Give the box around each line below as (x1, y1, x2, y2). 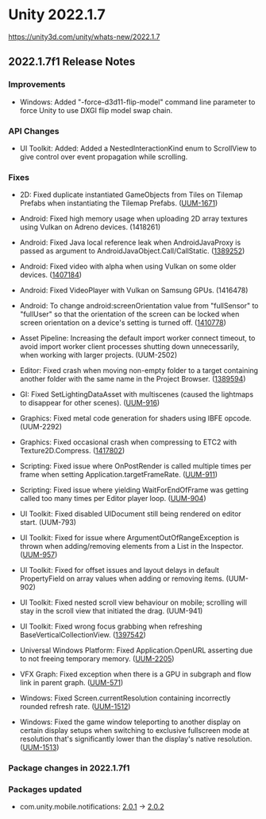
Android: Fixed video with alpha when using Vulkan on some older (19, 261, 237, 272)
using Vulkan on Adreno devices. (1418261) (19, 222, 161, 232)
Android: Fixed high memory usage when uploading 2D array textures (19, 214, 249, 224)
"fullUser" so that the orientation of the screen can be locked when (19, 309, 240, 319)
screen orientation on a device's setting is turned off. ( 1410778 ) (19, 318, 226, 327)
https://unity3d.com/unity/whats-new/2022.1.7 (8, 32, 160, 41)
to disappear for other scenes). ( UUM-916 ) (19, 398, 160, 408)
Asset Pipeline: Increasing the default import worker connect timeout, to (19, 333, 256, 343)
